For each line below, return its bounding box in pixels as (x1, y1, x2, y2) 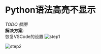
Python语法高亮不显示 (5, 4, 96, 16)
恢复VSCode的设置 (5, 34, 43, 39)
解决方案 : (5, 27, 24, 33)
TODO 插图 (5, 21, 28, 27)
